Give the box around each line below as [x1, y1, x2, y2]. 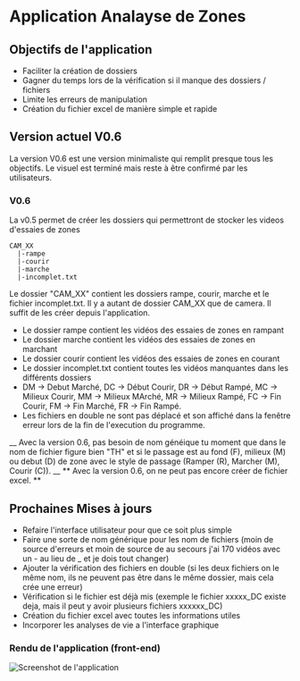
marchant [21, 344, 58, 355]
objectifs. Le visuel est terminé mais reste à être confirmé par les [9, 163, 248, 173]
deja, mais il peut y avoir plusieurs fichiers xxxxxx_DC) [21, 601, 223, 611]
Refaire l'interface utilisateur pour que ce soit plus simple [21, 525, 232, 535]
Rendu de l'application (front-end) [9, 642, 161, 654]
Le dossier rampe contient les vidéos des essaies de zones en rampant [21, 324, 284, 336]
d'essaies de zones [9, 224, 80, 235]
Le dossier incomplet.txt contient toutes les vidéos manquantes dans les [21, 363, 288, 374]
